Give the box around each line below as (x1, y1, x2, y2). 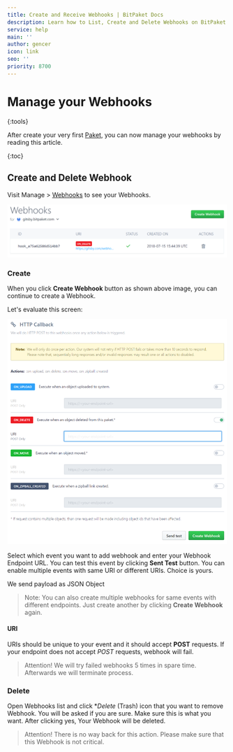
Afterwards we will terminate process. (24, 668, 134, 676)
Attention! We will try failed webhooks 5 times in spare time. (24, 661, 197, 669)
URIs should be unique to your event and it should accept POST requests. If (7, 640, 225, 648)
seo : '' (7, 56, 30, 63)
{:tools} (7, 117, 29, 125)
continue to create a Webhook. (7, 292, 96, 300)
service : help (7, 26, 49, 33)
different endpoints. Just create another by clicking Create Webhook (24, 601, 223, 609)
